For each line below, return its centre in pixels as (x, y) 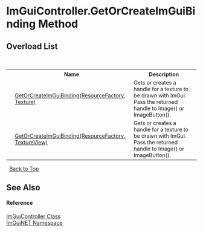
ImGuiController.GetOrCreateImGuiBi (101, 11)
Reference (20, 203)
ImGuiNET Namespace (35, 223)
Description (164, 74)
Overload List (32, 46)
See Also (23, 188)
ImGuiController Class (34, 216)
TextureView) (31, 142)
